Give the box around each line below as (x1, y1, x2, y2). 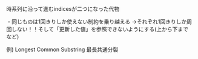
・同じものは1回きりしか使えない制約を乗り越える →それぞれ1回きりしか (6, 18, 187, 25)
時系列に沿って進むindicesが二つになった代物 (6, 5, 120, 12)
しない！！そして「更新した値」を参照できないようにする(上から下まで (11, 26, 189, 33)
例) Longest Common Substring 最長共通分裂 (6, 46, 119, 53)
